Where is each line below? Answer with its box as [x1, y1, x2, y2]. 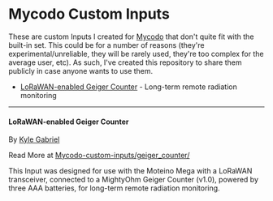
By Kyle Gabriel [8, 135, 60, 144]
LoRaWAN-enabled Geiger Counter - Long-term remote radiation [19, 82, 237, 92]
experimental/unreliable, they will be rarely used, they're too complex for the [8, 49, 264, 58]
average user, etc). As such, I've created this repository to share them [8, 58, 242, 67]
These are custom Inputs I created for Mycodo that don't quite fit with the [8, 32, 254, 41]
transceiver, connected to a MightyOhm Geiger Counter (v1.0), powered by [8, 175, 258, 185]
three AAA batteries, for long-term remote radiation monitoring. [8, 183, 221, 193]
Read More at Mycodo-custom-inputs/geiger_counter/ [8, 151, 190, 160]
